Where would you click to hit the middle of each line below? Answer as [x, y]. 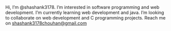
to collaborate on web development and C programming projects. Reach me [85, 18]
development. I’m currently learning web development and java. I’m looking [85, 12]
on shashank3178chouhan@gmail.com [46, 23]
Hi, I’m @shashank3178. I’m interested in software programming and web [82, 7]
